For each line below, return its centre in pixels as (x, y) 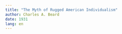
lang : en (14, 24)
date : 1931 (17, 19)
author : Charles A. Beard (32, 14)
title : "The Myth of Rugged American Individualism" (62, 10)
